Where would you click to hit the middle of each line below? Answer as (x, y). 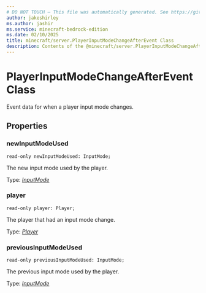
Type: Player (22, 232)
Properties (27, 126)
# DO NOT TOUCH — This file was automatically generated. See (87, 12)
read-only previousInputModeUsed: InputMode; (65, 260)
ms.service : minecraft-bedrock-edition (57, 29)
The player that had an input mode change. (61, 219)
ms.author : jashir (30, 23)
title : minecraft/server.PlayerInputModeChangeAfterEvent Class (90, 41)
